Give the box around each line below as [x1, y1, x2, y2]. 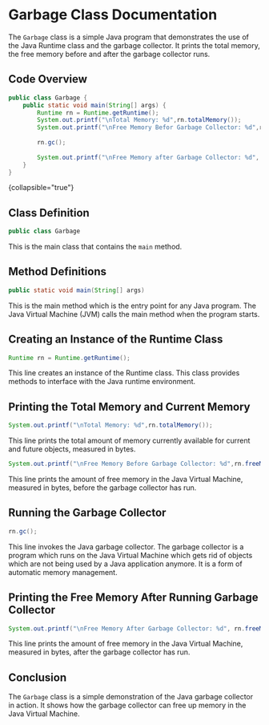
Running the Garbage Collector [8, 506, 167, 520]
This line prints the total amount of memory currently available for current [8, 435, 251, 446]
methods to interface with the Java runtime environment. [8, 377, 196, 387]
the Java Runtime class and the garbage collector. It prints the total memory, [8, 40, 260, 50]
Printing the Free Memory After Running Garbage [8, 591, 259, 605]
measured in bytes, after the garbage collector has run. [8, 647, 191, 657]
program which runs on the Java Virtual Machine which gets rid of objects [8, 550, 253, 560]
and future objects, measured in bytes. [8, 444, 136, 454]
